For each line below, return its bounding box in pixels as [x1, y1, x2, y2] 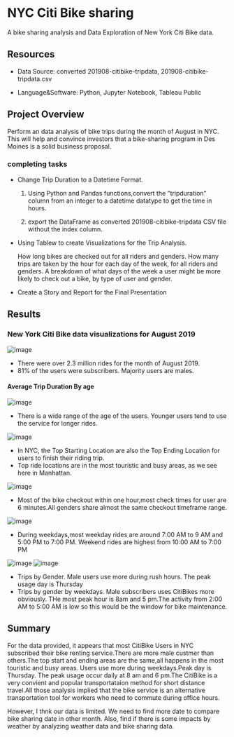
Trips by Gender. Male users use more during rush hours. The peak [17, 572, 211, 581]
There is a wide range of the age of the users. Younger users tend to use [17, 412, 227, 420]
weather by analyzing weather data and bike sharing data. [7, 722, 175, 730]
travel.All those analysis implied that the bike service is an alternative [7, 686, 206, 694]
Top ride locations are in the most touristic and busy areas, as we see [17, 461, 218, 469]
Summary [7, 623, 51, 635]
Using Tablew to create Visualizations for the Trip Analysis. [17, 238, 187, 247]
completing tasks [7, 159, 68, 169]
